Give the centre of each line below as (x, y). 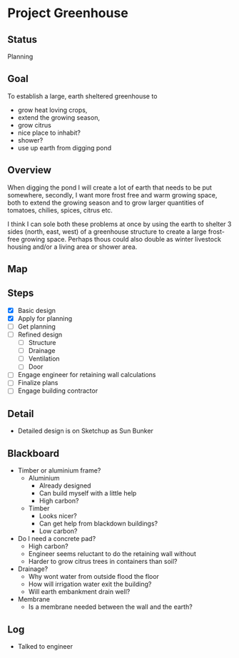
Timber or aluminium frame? (59, 471)
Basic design (36, 310)
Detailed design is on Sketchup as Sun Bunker (85, 431)
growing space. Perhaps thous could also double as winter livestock (121, 239)
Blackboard (34, 453)
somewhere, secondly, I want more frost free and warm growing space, (112, 195)
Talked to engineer (45, 646)
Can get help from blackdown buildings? (98, 524)
